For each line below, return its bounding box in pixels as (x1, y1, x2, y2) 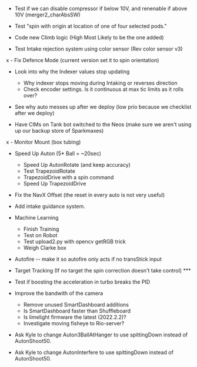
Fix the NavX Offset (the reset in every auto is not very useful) (14, 191, 165, 198)
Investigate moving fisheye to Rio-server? (23, 320, 125, 326)
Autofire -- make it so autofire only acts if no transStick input (14, 255, 162, 262)
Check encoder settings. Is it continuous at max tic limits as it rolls (23, 86, 184, 93)
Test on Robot (23, 232, 58, 238)
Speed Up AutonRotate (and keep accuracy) (23, 161, 131, 168)
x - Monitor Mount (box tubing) (6, 139, 81, 146)
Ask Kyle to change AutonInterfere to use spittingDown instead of (14, 349, 173, 356)
